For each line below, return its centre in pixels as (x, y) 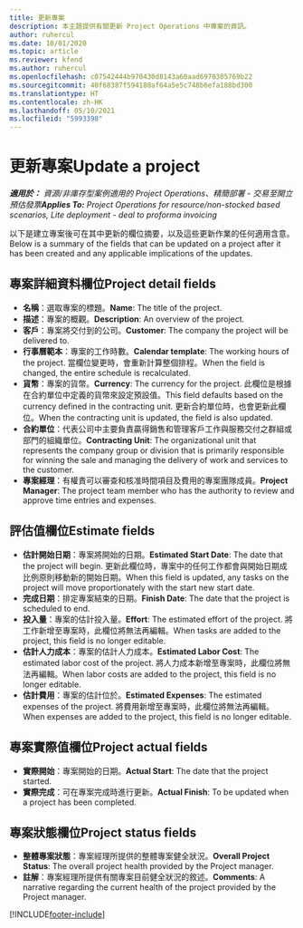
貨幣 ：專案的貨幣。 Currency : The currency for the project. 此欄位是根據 (157, 383)
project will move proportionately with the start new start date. (138, 587)
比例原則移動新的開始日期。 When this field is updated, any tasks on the (156, 577)
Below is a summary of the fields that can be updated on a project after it (145, 244)
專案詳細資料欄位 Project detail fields (113, 284)
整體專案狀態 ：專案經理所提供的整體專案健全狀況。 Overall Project (146, 856)
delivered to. (46, 340)
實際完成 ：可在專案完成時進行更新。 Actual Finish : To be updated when (156, 792)
